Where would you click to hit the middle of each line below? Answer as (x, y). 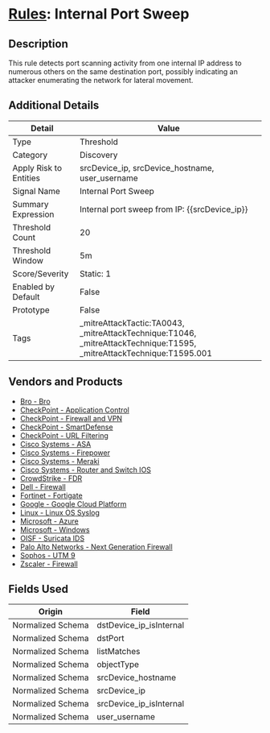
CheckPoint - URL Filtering (64, 435)
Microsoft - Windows (55, 529)
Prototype (31, 309)
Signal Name (36, 191)
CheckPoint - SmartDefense (67, 427)
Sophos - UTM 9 (47, 555)
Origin (51, 611)
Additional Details (54, 106)
